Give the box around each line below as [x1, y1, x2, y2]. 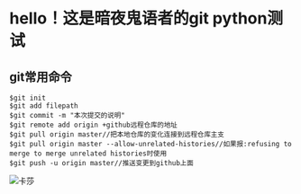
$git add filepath [9, 101, 78, 110]
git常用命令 [9, 69, 72, 84]
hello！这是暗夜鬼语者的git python [9, 8, 268, 29]
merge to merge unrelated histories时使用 [9, 149, 168, 158]
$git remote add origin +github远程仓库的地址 [9, 120, 178, 129]
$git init [9, 93, 47, 102]
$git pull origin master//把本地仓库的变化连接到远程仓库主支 [9, 130, 225, 139]
